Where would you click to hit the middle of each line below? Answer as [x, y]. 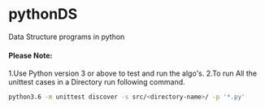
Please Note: [30, 55]
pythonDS [43, 14]
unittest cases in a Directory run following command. [97, 82]
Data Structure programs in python [67, 37]
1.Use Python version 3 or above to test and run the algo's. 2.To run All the [133, 73]
